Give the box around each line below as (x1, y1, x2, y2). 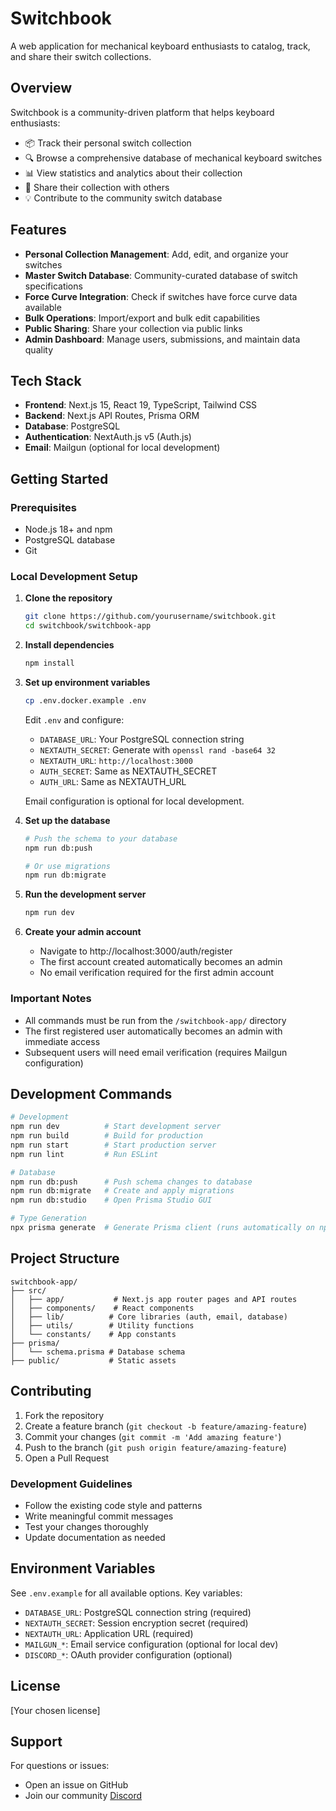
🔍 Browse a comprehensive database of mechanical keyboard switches (24, 152, 323, 164)
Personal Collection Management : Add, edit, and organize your (24, 248, 289, 260)
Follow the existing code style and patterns (24, 1499, 203, 1511)
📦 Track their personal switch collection (24, 137, 192, 149)
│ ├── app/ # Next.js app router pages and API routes (10, 1294, 298, 1304)
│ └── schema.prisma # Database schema (10, 1347, 186, 1357)
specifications (24, 280, 83, 292)
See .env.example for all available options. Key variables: (10, 1587, 243, 1599)
